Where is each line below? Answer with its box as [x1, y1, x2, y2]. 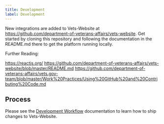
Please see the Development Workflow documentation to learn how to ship [5, 108, 156, 114]
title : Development [5, 7, 45, 12]
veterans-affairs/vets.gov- [5, 70, 58, 76]
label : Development [5, 12, 45, 17]
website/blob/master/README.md [5, 65, 74, 71]
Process [5, 95, 31, 103]
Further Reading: [5, 50, 39, 57]
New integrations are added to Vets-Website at [5, 25, 100, 31]
